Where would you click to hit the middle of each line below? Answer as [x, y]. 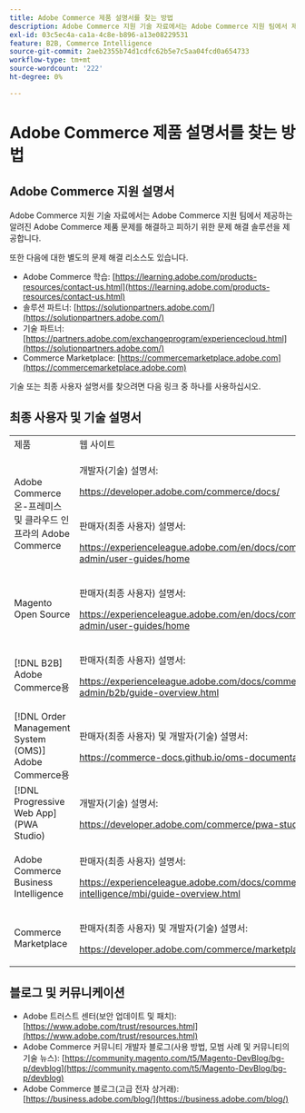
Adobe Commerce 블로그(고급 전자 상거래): [101, 1089]
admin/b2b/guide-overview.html [149, 692]
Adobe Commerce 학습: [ [69, 276]
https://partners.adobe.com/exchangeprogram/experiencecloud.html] [157, 338]
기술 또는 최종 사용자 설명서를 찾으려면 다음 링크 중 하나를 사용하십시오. [135, 386]
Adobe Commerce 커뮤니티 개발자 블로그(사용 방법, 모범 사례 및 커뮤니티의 [156, 1047]
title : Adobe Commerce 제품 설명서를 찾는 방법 [92, 18]
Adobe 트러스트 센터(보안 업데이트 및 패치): [99, 1016]
